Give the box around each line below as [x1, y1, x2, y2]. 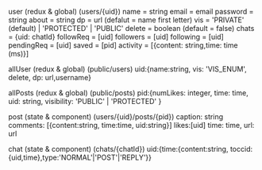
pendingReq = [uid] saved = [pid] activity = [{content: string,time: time [8, 41, 238, 50]
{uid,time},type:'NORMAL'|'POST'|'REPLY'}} [8, 153, 152, 162]
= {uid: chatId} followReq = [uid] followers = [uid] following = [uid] [8, 32, 224, 41]
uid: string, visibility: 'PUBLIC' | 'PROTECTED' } [8, 97, 162, 106]
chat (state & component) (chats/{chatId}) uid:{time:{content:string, [8, 145, 229, 153]
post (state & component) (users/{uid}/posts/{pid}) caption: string [8, 112, 224, 122]
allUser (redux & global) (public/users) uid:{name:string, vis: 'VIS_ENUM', [8, 64, 248, 74]
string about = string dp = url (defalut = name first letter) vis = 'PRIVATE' [8, 15, 245, 25]
